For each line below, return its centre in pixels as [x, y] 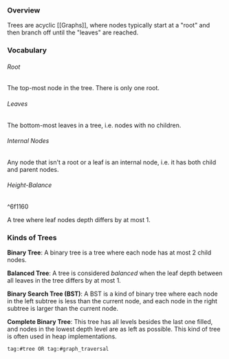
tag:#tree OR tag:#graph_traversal [58, 349]
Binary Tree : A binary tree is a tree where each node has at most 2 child [109, 252]
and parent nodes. [33, 169]
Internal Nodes [28, 141]
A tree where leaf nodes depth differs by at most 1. [79, 220]
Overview [24, 10]
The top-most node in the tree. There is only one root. [84, 88]
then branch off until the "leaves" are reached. [73, 32]
